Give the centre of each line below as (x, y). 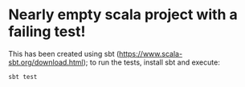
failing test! (47, 32)
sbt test (23, 77)
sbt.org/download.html (46, 62)
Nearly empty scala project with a (123, 15)
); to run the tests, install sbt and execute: (152, 62)
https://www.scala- (151, 53)
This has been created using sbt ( (64, 53)
